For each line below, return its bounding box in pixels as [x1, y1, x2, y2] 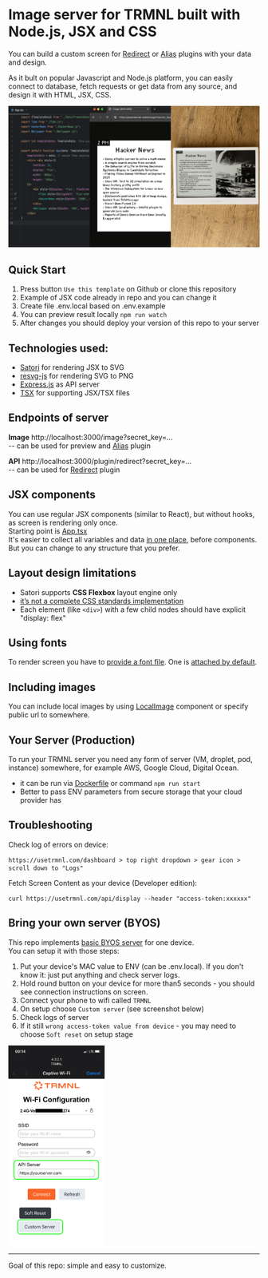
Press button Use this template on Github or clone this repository [19, 284, 237, 294]
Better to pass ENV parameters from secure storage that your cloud [19, 787, 242, 796]
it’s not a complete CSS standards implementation [19, 596, 184, 605]
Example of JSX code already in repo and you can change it [19, 293, 217, 303]
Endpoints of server [8, 411, 109, 425]
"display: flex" [19, 613, 66, 622]
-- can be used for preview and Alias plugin [8, 441, 152, 450]
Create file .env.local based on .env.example [19, 301, 166, 311]
